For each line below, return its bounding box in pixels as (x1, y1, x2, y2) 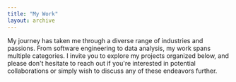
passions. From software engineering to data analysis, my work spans (7, 44, 211, 52)
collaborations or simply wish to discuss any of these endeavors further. (7, 66, 218, 75)
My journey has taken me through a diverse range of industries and (7, 36, 203, 45)
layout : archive (7, 17, 55, 24)
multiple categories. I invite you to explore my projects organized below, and (7, 51, 230, 60)
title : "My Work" (7, 10, 59, 18)
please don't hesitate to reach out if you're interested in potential (7, 59, 196, 67)
